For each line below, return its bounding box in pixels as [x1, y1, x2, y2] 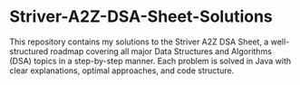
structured [9, 45, 49, 56]
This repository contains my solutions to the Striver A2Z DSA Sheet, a [9, 36, 269, 47]
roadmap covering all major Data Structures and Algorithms [50, 45, 272, 56]
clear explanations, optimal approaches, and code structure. [9, 65, 235, 76]
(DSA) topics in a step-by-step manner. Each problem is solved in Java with [9, 55, 292, 66]
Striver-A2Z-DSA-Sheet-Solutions [9, 6, 274, 27]
